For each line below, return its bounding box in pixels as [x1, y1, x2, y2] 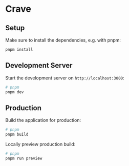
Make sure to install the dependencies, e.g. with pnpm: [5, 37, 121, 43]
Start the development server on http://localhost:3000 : [5, 75, 124, 81]
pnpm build [5, 132, 29, 137]
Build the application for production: [5, 117, 81, 123]
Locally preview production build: [5, 141, 76, 147]
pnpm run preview [5, 156, 42, 161]
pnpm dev [5, 89, 24, 95]
